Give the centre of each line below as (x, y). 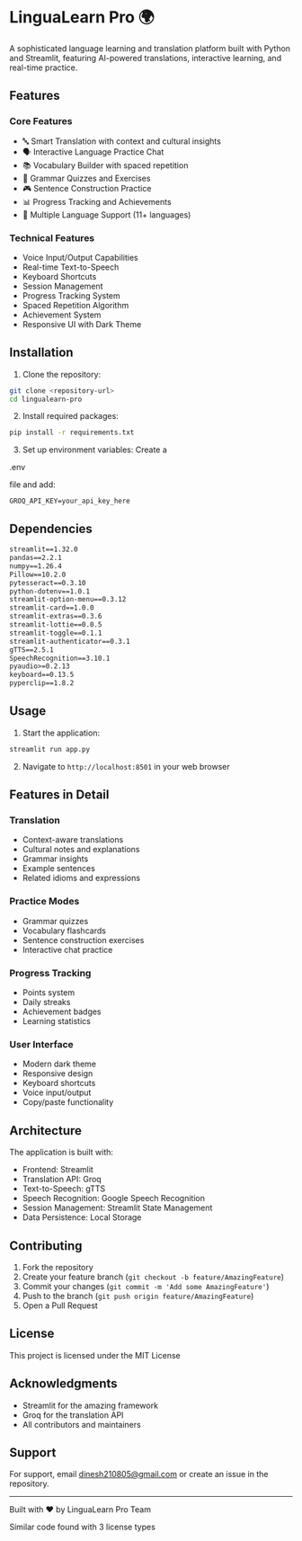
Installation (41, 353)
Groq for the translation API (73, 1415)
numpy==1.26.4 (36, 566)
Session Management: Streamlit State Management (117, 1208)
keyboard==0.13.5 (42, 675)
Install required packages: (70, 416)
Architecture (46, 1131)
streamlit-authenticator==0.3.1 (70, 641)
